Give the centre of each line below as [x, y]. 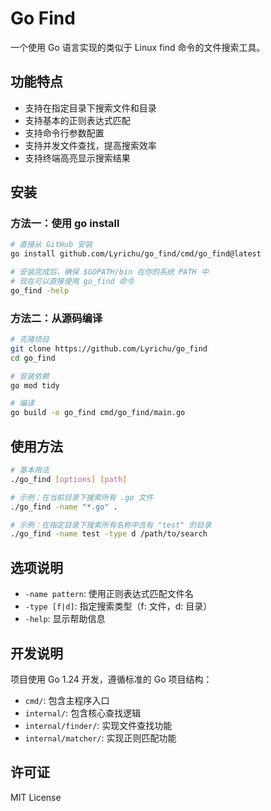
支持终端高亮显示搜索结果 [77, 158]
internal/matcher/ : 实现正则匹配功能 [100, 738]
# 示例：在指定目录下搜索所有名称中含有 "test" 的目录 [111, 525]
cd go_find [33, 358]
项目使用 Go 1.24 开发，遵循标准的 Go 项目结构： [111, 679]
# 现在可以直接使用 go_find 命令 [72, 282]
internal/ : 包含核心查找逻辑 [83, 713]
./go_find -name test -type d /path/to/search [109, 534]
